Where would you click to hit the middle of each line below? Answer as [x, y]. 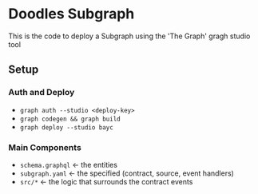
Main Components [45, 147]
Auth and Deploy [42, 93]
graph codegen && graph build [70, 119]
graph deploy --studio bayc [66, 127]
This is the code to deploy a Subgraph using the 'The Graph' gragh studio [129, 36]
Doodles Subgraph [71, 14]
